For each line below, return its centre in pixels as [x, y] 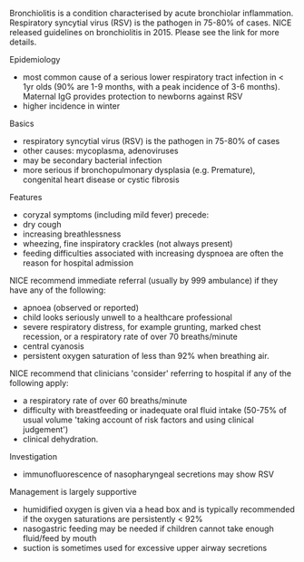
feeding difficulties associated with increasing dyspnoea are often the [153, 253]
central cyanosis [53, 346]
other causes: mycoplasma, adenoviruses [100, 150]
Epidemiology [35, 59]
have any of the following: [58, 290]
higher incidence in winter [71, 106]
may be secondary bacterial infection [92, 160]
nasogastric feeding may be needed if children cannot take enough [148, 528]
